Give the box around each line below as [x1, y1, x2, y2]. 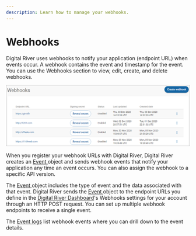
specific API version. [6, 171, 55, 178]
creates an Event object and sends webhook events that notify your [6, 158, 169, 165]
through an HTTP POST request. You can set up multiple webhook [6, 200, 165, 207]
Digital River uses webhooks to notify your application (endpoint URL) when [6, 54, 188, 61]
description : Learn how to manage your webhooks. [6, 9, 129, 15]
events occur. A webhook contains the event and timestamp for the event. [6, 61, 184, 68]
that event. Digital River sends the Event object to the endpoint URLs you [6, 188, 181, 195]
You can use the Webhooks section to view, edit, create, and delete [6, 67, 168, 74]
